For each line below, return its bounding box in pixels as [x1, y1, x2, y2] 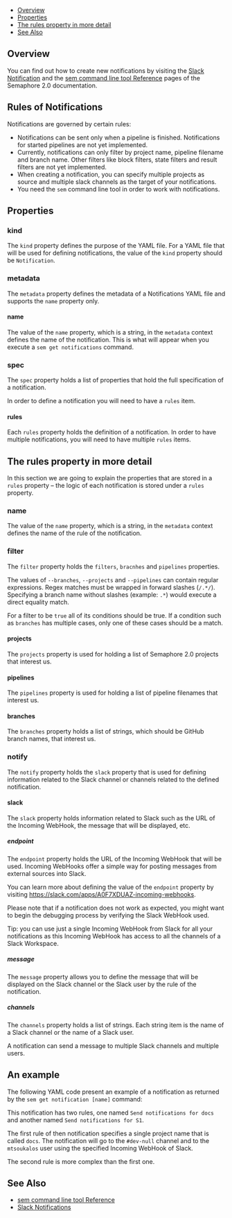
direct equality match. [7, 598, 69, 606]
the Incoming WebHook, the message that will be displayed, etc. [7, 821, 190, 829]
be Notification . [7, 256, 55, 264]
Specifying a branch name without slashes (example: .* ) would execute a [7, 590, 217, 599]
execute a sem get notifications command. [7, 343, 134, 351]
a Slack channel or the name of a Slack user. [7, 1028, 134, 1036]
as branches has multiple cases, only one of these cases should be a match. [7, 618, 224, 627]
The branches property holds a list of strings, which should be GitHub [7, 727, 204, 736]
